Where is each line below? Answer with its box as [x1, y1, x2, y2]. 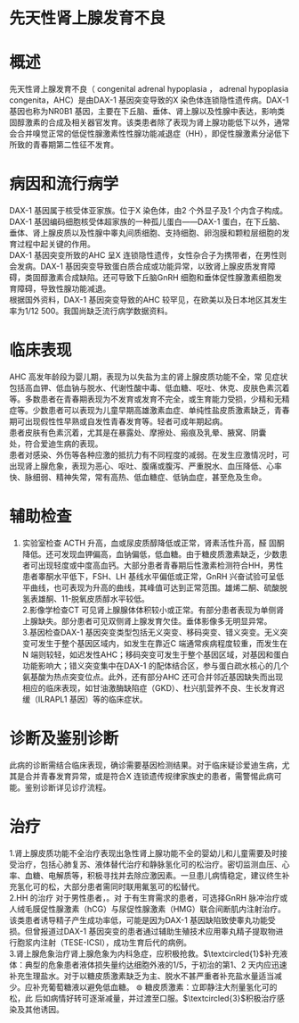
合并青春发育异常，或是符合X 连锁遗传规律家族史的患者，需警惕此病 [24, 770, 274, 781]
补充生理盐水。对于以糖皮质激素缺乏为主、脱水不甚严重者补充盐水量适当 [9, 970, 274, 981]
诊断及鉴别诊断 [9, 728, 119, 749]
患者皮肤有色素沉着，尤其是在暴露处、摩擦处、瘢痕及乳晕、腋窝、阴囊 [9, 428, 267, 437]
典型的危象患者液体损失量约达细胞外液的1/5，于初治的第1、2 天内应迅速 [24, 959, 287, 969]
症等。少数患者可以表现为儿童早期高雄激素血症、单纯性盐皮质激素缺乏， [9, 405, 274, 415]
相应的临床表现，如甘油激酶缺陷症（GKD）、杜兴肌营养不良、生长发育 [21, 682, 278, 693]
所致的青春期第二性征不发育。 [9, 139, 118, 150]
